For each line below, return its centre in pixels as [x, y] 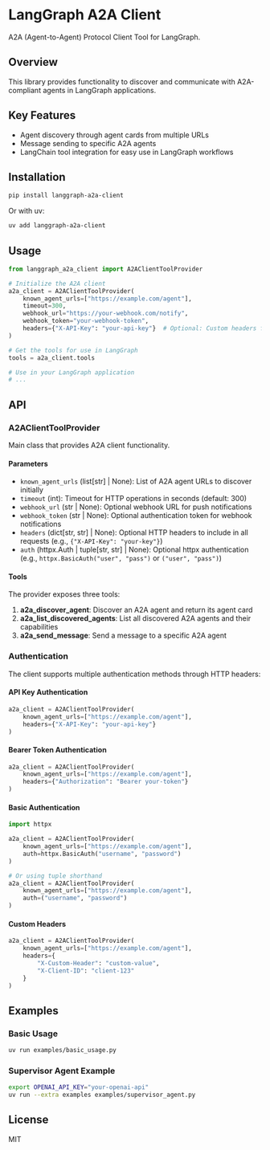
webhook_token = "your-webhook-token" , [86, 321]
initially [32, 490]
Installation [37, 177]
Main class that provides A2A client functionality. [89, 445]
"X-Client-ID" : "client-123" [86, 971]
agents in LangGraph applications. [100, 90]
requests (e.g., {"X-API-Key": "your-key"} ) [91, 541]
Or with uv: [27, 211]
